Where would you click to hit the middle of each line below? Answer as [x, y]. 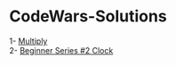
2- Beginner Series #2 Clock [61, 50]
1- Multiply [28, 41]
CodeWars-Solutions [88, 16]
